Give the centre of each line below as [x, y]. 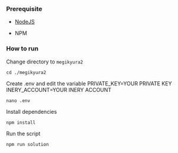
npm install [21, 122]
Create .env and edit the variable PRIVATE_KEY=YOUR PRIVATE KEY [89, 83]
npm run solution [28, 144]
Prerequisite [24, 9]
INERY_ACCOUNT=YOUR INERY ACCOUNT [59, 90]
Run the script [23, 133]
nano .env [18, 101]
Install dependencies [32, 111]
